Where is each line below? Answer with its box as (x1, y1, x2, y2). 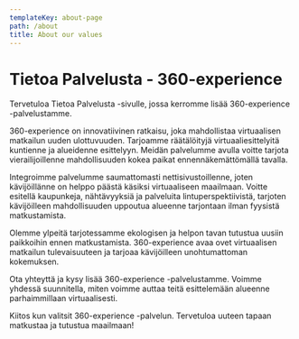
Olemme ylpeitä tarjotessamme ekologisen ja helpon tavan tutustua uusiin (9, 227, 285, 239)
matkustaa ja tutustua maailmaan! (9, 320, 135, 331)
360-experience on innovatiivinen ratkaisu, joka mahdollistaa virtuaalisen (9, 125, 282, 136)
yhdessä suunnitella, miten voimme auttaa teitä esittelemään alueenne (9, 283, 271, 294)
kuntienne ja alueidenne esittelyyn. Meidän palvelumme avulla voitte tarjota (9, 145, 289, 156)
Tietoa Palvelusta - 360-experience (9, 69, 283, 89)
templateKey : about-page (9, 13, 103, 23)
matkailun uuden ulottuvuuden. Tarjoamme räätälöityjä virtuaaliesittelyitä (9, 135, 280, 146)
